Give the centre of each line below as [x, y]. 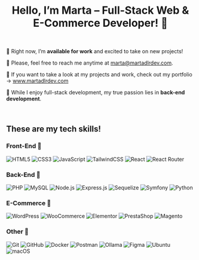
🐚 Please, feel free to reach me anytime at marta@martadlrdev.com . [90, 63]
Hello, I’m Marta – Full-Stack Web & [100, 10]
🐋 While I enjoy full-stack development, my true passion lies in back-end [96, 92]
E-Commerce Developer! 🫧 [100, 23]
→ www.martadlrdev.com [37, 81]
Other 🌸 [17, 232]
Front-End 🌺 [24, 146]
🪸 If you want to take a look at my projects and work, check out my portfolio [99, 74]
